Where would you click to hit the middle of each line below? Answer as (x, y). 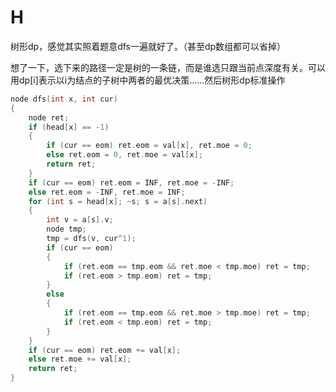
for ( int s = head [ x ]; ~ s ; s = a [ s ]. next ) (118, 201)
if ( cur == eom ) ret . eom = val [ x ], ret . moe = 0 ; (149, 146)
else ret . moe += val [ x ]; (80, 359)
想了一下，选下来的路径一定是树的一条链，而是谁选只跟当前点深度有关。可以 (168, 67)
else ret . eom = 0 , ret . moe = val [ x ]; (124, 155)
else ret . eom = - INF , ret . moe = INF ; (107, 192)
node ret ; (49, 117)
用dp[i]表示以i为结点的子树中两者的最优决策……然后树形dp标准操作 (148, 80)
